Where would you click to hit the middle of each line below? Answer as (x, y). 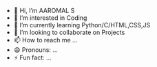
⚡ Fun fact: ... (32, 57)
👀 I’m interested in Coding (50, 18)
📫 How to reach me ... (45, 40)
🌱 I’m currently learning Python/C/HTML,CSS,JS (82, 25)
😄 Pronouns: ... (36, 50)
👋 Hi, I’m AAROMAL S (44, 11)
